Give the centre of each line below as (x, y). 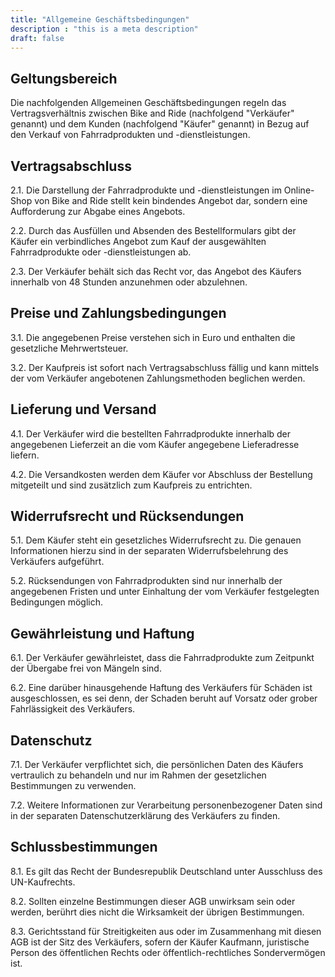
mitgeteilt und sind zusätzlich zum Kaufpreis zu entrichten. (131, 485)
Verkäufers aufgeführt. (57, 562)
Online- (299, 190)
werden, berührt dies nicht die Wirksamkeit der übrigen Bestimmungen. (157, 912)
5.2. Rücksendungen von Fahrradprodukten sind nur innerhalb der (146, 581)
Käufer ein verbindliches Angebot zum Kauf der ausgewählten (138, 241)
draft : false (37, 38)
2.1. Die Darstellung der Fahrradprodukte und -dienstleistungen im (146, 190)
